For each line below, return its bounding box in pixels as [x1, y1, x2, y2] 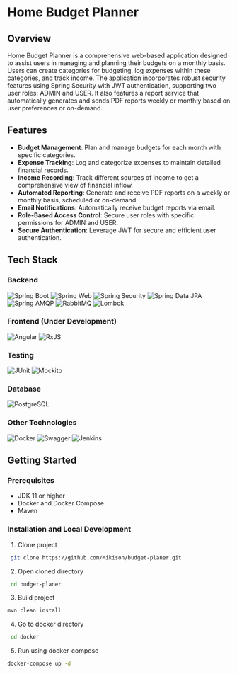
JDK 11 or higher [17, 491, 66, 500]
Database [7, 384, 41, 394]
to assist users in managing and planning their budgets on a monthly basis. [7, 59, 226, 67]
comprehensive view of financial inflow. [17, 181, 133, 189]
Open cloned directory [17, 567, 83, 576]
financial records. [17, 166, 69, 174]
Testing [7, 350, 34, 360]
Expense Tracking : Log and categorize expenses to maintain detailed [17, 158, 221, 166]
